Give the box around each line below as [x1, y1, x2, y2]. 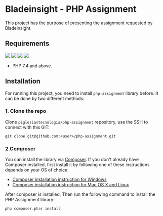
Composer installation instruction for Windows [12, 176, 107, 182]
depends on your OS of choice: [5, 167, 69, 173]
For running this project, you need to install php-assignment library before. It [5, 90, 159, 96]
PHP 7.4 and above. [12, 63, 53, 69]
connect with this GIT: [5, 124, 50, 130]
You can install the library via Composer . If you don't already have [5, 157, 139, 163]
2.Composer [5, 145, 36, 152]
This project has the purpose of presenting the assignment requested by [5, 20, 153, 26]
